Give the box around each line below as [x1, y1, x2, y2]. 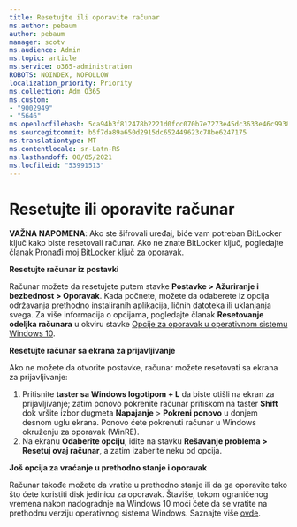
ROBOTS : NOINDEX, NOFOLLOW [9, 71, 109, 80]
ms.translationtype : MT [9, 136, 97, 145]
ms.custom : [9, 95, 49, 104]
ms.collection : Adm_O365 [9, 87, 101, 95]
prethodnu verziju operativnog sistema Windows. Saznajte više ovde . [9, 508, 261, 518]
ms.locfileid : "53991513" [9, 161, 104, 170]
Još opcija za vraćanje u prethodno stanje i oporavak [9, 462, 208, 473]
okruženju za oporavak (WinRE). [21, 426, 140, 438]
